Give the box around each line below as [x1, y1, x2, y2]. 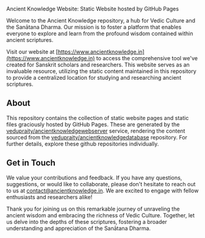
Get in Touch [6, 158, 56, 168]
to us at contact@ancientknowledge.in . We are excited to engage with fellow [6, 187, 199, 194]
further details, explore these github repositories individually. [6, 140, 159, 147]
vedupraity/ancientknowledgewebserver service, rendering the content [6, 127, 185, 135]
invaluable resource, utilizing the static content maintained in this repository [6, 68, 196, 75]
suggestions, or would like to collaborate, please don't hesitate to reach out [6, 180, 196, 187]
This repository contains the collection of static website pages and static [6, 114, 189, 121]
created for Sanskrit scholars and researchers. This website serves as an [6, 61, 190, 68]
